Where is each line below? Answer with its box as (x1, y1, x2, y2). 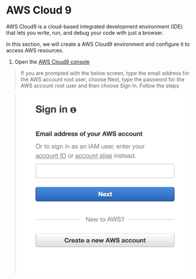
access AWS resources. (6, 46, 64, 53)
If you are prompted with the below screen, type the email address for (20, 69, 190, 76)
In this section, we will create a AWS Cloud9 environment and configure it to (6, 41, 190, 48)
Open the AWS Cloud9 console (14, 58, 90, 65)
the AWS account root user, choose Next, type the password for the (20, 76, 185, 83)
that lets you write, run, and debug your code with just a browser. (6, 29, 164, 36)
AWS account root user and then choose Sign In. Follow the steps (20, 82, 180, 89)
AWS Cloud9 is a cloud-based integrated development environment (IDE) (6, 23, 183, 30)
